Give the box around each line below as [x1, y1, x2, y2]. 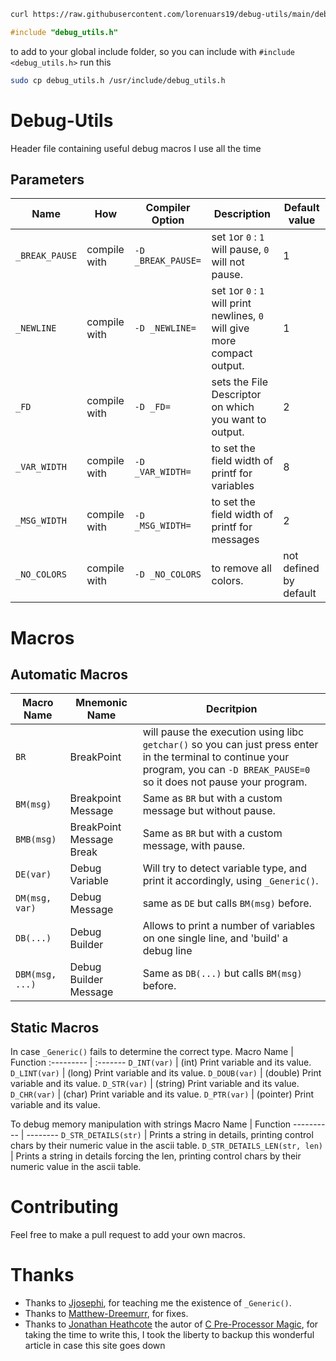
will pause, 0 [211, 243, 270, 257]
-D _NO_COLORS [134, 569, 202, 580]
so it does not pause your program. [142, 775, 308, 789]
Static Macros [10, 1019, 100, 1036]
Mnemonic [75, 696, 128, 710]
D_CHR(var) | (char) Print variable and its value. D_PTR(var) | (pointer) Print [10, 1088, 315, 1100]
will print [211, 296, 252, 310]
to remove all [211, 561, 272, 575]
